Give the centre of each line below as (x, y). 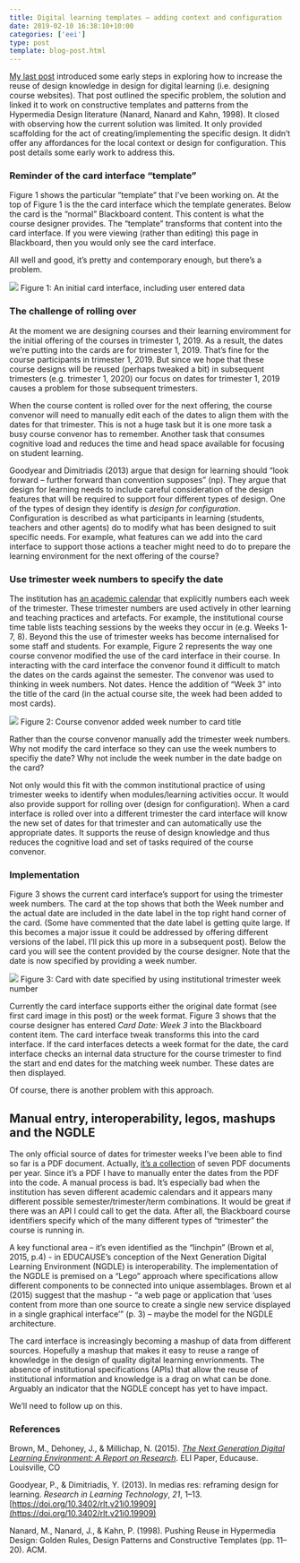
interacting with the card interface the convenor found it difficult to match (145, 666)
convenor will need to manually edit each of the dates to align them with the (149, 415)
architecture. (33, 1324)
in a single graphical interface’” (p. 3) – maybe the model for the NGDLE (141, 1314)
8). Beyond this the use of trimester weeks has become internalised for (148, 637)
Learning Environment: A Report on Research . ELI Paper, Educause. (134, 1458)
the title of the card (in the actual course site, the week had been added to (146, 694)
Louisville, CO (35, 1468)
